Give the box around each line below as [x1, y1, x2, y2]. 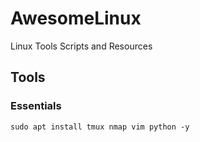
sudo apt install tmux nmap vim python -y [10, 122, 190, 132]
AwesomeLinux [10, 7, 142, 30]
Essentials [10, 99, 62, 113]
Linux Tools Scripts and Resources [10, 40, 153, 52]
